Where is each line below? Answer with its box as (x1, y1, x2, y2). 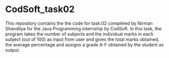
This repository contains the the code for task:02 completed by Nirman (5, 20, 153, 26)
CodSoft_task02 (5, 4, 75, 15)
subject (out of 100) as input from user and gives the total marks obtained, (5, 36, 160, 42)
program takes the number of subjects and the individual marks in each (5, 31, 154, 37)
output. (5, 47, 20, 53)
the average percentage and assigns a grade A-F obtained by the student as (5, 41, 164, 47)
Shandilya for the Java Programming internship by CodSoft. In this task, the (5, 25, 162, 31)
